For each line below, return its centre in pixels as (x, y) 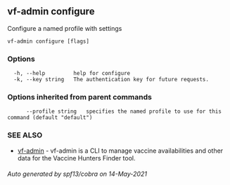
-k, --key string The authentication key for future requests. (111, 80)
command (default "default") (50, 118)
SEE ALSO (25, 135)
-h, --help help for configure (72, 74)
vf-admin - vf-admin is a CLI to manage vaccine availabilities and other (120, 151)
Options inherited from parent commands (80, 97)
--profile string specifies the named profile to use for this (123, 111)
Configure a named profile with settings (65, 28)
